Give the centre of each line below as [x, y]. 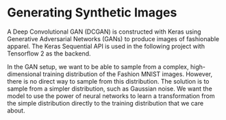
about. [16, 110]
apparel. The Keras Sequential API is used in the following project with [106, 46]
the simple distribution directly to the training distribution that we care [105, 103]
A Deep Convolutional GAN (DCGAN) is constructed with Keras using [104, 32]
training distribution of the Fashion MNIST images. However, [128, 74]
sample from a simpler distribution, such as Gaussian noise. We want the [110, 88]
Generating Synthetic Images [92, 13]
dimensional [24, 74]
